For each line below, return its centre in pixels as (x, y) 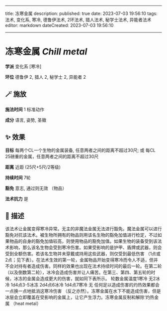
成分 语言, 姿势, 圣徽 (26, 120)
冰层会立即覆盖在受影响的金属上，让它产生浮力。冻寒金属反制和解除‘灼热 (80, 298)
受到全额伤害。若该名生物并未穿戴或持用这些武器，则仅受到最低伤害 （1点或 (83, 254)
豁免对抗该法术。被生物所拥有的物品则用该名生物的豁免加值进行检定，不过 (81, 235)
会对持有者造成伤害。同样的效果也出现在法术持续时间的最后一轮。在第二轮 (85, 266)
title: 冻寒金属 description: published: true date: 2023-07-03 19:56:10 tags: (81, 13)
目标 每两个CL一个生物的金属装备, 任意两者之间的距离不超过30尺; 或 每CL (80, 150)
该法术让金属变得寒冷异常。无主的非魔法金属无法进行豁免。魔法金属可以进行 (83, 229)
